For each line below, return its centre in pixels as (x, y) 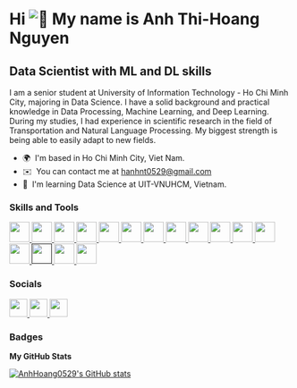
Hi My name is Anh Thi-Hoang (135, 19)
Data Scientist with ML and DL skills (110, 71)
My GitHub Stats (41, 356)
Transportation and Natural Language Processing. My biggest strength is (144, 131)
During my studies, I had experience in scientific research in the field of (141, 121)
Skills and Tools (44, 207)
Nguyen (39, 38)
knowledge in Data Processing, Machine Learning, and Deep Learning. (140, 111)
